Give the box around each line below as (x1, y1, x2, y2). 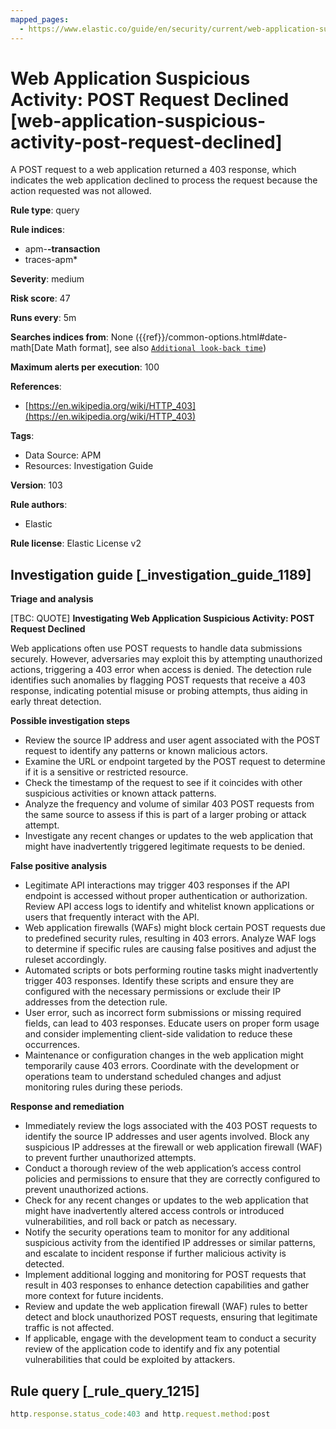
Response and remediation (10, 1101, 125, 1113)
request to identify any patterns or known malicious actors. (24, 745, 268, 757)
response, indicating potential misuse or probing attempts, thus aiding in (10, 685, 308, 697)
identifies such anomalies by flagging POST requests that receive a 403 (10, 674, 307, 686)
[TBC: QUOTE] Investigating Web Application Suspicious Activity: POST (10, 612, 315, 625)
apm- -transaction (24, 243, 101, 255)
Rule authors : (10, 499, 68, 511)
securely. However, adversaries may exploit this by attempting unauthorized (10, 653, 323, 665)
